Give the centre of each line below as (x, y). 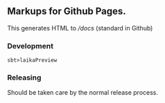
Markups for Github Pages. (67, 11)
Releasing (24, 77)
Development (31, 46)
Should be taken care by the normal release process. (82, 93)
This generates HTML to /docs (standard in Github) (80, 28)
